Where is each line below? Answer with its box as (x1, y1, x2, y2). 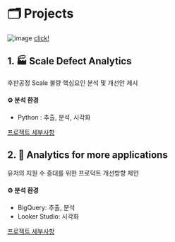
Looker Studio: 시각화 (17, 212, 80, 220)
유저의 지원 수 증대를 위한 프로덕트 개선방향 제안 (7, 168, 140, 177)
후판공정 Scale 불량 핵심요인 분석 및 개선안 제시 (7, 79, 138, 87)
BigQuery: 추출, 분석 (17, 203, 76, 212)
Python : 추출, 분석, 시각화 (17, 113, 91, 121)
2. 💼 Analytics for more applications (7, 149, 168, 161)
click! (34, 33, 49, 42)
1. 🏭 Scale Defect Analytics (7, 55, 132, 67)
